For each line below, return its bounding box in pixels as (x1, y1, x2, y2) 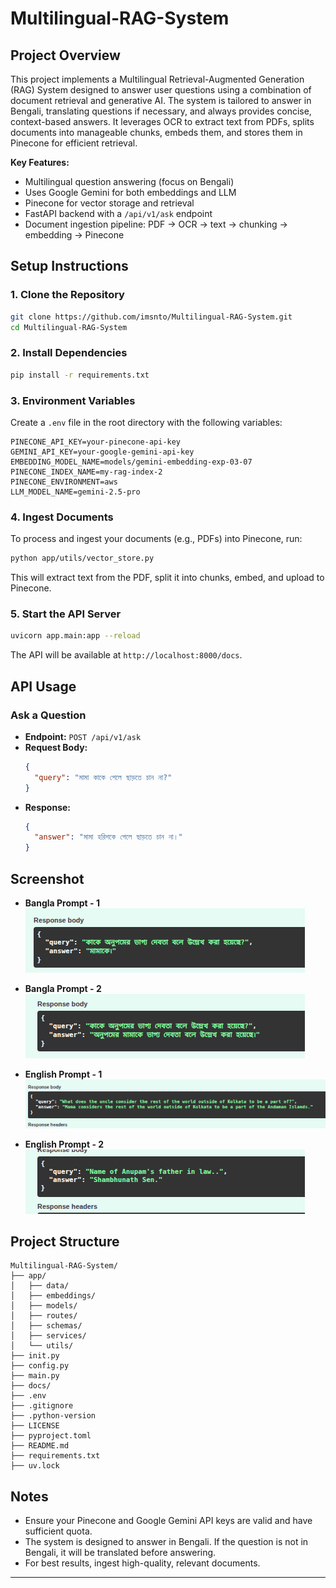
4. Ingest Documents (10, 510, 114, 524)
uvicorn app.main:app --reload (10, 631, 141, 641)
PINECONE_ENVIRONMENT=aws (10, 477, 118, 487)
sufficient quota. (24, 1525, 93, 1537)
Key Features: (10, 157, 70, 168)
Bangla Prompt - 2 (24, 983, 102, 994)
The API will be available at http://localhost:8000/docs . (10, 649, 243, 661)
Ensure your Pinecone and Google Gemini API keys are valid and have (24, 1515, 313, 1527)
